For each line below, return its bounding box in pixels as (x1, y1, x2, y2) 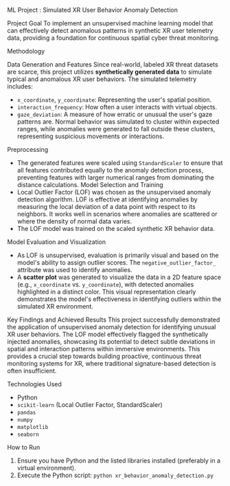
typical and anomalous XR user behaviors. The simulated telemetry (7, 75, 197, 83)
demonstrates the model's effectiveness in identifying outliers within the (16, 295, 222, 303)
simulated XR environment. (16, 302, 94, 310)
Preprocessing (7, 146, 49, 153)
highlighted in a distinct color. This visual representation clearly (16, 288, 196, 296)
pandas (16, 409, 36, 416)
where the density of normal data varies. (16, 217, 133, 225)
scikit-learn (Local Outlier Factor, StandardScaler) (16, 401, 163, 408)
